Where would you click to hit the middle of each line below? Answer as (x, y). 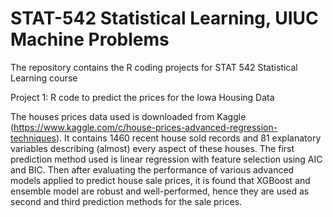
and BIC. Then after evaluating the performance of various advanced (152, 169)
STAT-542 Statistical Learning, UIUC (164, 18)
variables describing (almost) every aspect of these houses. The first (152, 148)
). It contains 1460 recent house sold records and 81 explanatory (188, 138)
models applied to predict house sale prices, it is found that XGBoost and (160, 180)
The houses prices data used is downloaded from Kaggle (128, 116)
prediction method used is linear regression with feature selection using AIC (166, 159)
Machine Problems (90, 39)
